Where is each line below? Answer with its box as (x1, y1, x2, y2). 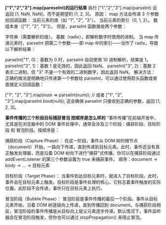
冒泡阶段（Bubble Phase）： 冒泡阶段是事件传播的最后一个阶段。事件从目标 (5, 196, 158, 202)
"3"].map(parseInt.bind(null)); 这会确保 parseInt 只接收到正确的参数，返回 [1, (5, 98, 161, 104)
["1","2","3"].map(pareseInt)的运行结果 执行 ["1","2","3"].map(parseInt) (5, 5, 152, 10)
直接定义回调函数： (5, 82, 44, 87)
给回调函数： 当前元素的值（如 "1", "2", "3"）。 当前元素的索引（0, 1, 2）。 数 (5, 17, 158, 23)
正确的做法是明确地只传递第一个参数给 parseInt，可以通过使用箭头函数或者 (5, 75, 157, 81)
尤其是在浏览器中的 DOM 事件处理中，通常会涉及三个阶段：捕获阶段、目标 (5, 121, 157, 127)
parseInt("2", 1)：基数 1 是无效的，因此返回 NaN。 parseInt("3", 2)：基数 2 (5, 63, 156, 69)
